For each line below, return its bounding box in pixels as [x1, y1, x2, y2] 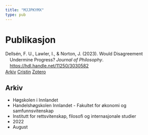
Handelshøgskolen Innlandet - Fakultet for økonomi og [12, 102, 127, 108]
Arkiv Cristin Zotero [5, 69, 46, 75]
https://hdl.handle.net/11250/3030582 [10, 63, 89, 69]
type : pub [5, 12, 26, 17]
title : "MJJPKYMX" [5, 7, 44, 13]
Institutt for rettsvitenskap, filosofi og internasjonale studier [12, 113, 136, 119]
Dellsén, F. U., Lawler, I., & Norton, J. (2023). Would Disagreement [5, 51, 143, 57]
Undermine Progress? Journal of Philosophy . [10, 57, 104, 63]
